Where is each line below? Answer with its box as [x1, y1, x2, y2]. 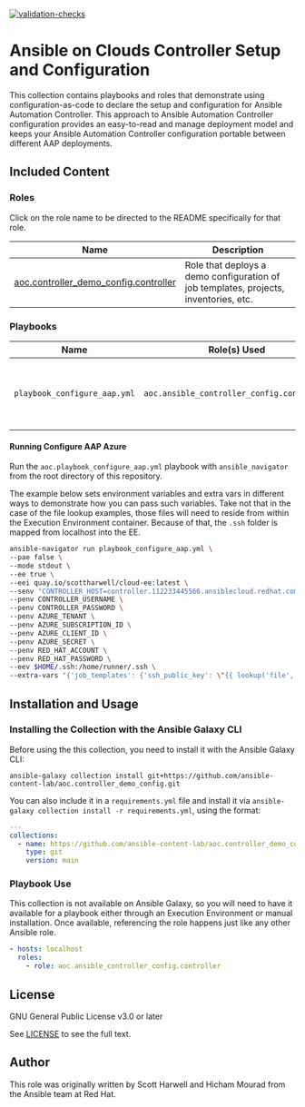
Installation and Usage [9, 696, 139, 712]
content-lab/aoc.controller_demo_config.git [9, 779, 181, 788]
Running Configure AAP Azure [9, 440, 127, 451]
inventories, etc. [184, 292, 253, 305]
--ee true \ [9, 569, 54, 578]
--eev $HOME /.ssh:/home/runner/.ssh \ [9, 663, 156, 672]
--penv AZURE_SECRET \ [9, 637, 95, 647]
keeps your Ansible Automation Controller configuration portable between [9, 128, 286, 139]
